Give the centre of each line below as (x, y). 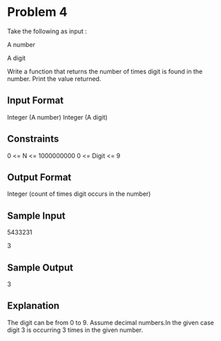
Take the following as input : (47, 31)
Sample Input (36, 215)
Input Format (36, 101)
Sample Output (40, 267)
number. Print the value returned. (54, 79)
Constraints (33, 139)
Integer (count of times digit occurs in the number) (79, 194)
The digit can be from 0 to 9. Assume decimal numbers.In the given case (110, 322)
